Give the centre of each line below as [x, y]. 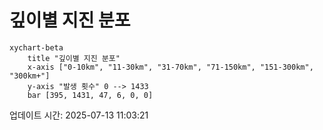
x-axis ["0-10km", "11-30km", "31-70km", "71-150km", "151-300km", [170, 67]
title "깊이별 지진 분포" [74, 58]
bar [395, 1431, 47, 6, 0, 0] [90, 95]
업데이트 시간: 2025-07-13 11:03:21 [79, 115]
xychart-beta [36, 47]
